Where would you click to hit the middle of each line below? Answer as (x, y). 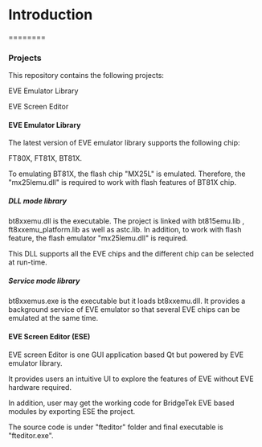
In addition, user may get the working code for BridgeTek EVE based (121, 403)
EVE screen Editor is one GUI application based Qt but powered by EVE (126, 355)
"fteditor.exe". (31, 435)
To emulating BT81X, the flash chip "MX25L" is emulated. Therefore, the (127, 174)
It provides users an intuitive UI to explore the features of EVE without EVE (131, 379)
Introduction (51, 15)
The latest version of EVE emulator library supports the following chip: (124, 143)
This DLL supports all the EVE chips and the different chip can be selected (131, 254)
